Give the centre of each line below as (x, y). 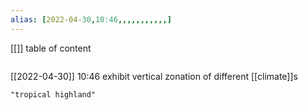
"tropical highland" (53, 94)
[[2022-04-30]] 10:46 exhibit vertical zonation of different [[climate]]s (154, 76)
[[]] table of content (51, 48)
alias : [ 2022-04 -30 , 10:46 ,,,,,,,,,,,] (91, 19)
